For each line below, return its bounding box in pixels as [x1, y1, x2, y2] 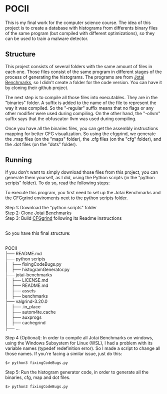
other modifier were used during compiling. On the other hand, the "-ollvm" [5, 110, 160, 116]
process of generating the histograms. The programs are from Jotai [5, 74, 144, 80]
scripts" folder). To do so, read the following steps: [5, 180, 110, 186]
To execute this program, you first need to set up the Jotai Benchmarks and [5, 189, 161, 195]
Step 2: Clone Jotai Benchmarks [5, 210, 71, 216]
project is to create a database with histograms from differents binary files [5, 25, 158, 31]
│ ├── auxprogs [5, 314, 42, 320]
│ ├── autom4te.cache [5, 309, 56, 315]
